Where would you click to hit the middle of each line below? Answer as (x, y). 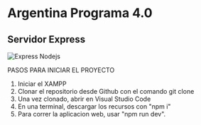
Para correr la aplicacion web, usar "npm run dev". (92, 114)
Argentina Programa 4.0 (80, 13)
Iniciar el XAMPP (42, 84)
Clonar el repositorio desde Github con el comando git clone (106, 91)
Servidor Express (47, 39)
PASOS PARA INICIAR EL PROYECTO (61, 70)
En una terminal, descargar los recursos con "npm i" (94, 107)
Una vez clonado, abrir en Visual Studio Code (84, 99)
